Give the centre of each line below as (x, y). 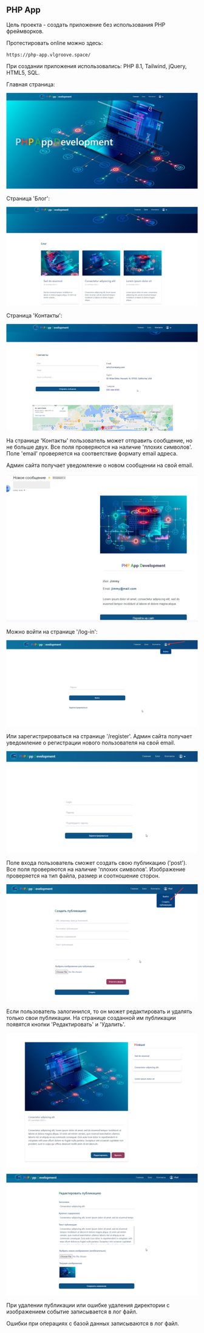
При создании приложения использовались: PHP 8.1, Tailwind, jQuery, (97, 66)
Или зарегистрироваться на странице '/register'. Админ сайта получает (99, 736)
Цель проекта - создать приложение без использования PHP (86, 24)
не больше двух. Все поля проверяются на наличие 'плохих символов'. (99, 447)
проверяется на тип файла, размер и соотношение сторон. (83, 876)
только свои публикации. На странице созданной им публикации (91, 1017)
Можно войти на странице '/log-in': (52, 632)
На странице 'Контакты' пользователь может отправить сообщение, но (100, 441)
